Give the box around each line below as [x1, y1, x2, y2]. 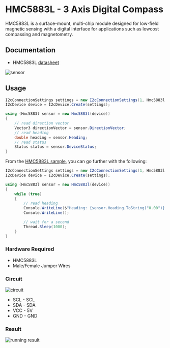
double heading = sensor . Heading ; [14, 135, 88, 140]
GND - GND [12, 313, 38, 319]
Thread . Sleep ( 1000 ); [23, 224, 67, 229]
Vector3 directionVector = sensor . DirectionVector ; [14, 125, 126, 131]
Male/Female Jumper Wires [12, 263, 71, 269]
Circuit [5, 275, 23, 282]
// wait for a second [23, 219, 70, 225]
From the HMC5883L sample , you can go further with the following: [5, 159, 147, 165]
